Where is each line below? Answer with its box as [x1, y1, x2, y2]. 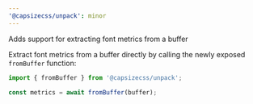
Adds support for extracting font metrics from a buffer [8, 34, 188, 44]
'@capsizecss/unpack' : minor [8, 11, 107, 20]
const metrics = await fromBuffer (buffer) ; [8, 88, 158, 97]
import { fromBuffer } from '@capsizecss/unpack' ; [8, 73, 183, 81]
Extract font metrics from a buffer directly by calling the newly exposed [8, 49, 246, 59]
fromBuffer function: [8, 58, 77, 68]
